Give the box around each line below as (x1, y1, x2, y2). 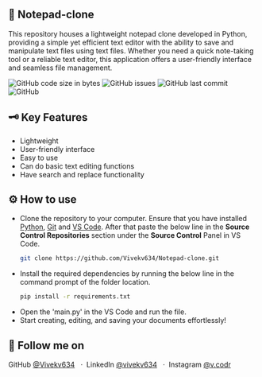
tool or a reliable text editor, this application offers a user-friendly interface (8, 54, 252, 64)
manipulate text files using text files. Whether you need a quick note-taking (8, 45, 254, 56)
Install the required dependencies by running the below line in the (19, 269, 234, 278)
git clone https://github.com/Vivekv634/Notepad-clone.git (19, 255, 220, 262)
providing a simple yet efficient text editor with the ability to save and (8, 37, 234, 47)
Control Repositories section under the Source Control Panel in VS (19, 231, 241, 240)
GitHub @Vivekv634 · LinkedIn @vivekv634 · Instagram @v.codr (8, 360, 232, 369)
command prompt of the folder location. (19, 278, 151, 287)
